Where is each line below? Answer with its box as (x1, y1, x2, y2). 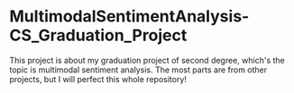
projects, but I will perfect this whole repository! (9, 73, 188, 84)
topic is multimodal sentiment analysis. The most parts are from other (9, 64, 268, 75)
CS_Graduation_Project (9, 25, 188, 46)
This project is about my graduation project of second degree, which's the (9, 55, 286, 65)
